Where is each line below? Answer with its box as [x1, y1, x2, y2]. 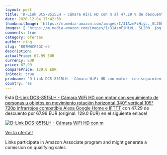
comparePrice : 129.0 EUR [5, 67, 57, 72]
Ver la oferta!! [5, 129, 33, 135]
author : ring [5, 40, 32, 45]
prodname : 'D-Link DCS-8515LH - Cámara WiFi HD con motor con [5, 76, 139, 81]
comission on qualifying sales [5, 144, 66, 150]
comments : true [5, 30, 37, 35]
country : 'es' [5, 81, 35, 86]
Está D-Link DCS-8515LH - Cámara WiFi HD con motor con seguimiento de [5, 95, 159, 101]
